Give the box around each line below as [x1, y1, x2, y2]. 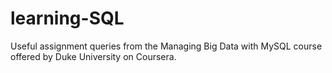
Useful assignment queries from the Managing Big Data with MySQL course [10, 40, 323, 52]
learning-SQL [10, 7, 125, 30]
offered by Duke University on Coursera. [10, 50, 177, 62]
